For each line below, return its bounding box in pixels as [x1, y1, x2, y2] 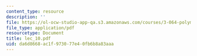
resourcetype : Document [6, 30, 64, 36]
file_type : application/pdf [6, 24, 75, 31]
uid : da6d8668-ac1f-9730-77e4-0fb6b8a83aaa [6, 41, 114, 47]
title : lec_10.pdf [6, 36, 51, 41]
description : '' [6, 14, 46, 20]
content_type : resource [6, 8, 64, 15]
